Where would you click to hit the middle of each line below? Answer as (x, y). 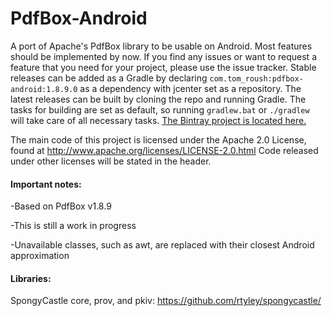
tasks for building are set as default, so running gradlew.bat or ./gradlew (160, 109)
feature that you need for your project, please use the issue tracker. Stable (163, 67)
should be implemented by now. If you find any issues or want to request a (163, 56)
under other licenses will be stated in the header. (111, 161)
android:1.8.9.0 (44, 89)
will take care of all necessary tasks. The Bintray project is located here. (158, 120)
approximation (40, 256)
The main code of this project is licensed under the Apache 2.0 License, (158, 139)
